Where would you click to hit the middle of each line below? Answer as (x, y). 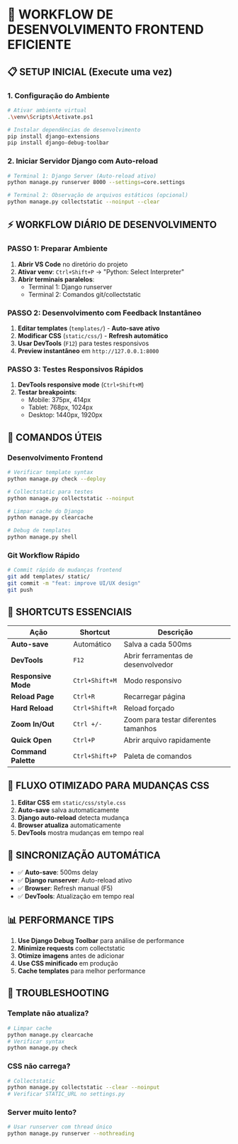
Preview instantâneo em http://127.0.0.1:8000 (88, 351)
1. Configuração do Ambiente (58, 95)
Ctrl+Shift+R (95, 708)
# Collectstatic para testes (50, 492)
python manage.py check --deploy (57, 479)
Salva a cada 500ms (158, 644)
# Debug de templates (39, 531)
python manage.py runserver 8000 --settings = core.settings (96, 183)
